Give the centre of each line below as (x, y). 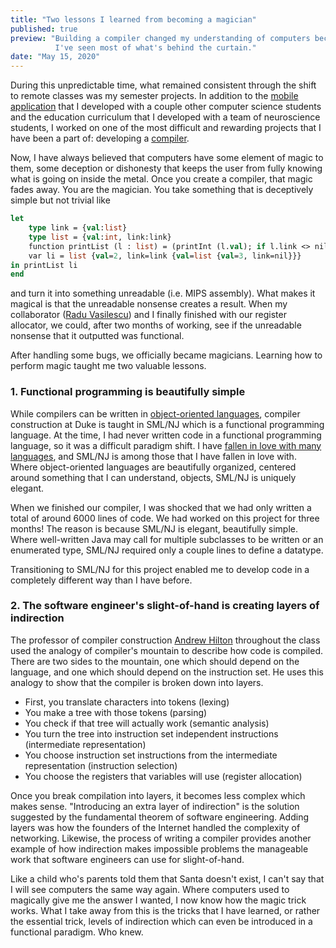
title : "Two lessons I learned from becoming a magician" (133, 19)
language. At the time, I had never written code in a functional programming (166, 435)
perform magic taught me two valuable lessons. (108, 366)
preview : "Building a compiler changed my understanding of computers (160, 38)
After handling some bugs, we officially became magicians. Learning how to (166, 355)
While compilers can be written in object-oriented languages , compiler (155, 413)
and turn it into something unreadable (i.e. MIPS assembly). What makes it (163, 293)
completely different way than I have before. (101, 580)
